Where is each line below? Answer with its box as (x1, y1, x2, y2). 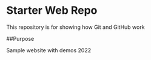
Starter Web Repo (6, 4, 98, 17)
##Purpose (6, 35, 35, 42)
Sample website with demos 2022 (6, 46, 92, 54)
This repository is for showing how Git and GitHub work (6, 23, 145, 31)
